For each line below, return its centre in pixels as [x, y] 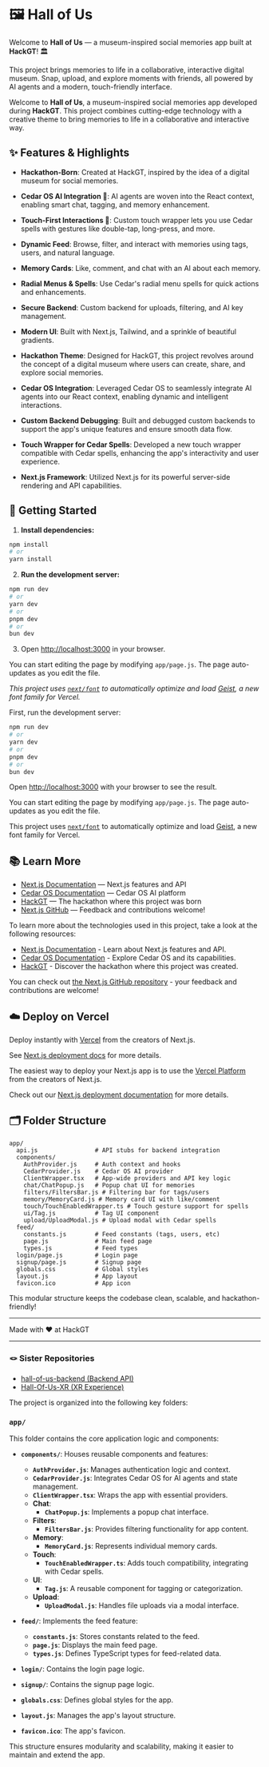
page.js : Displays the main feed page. [95, 1645]
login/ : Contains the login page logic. [83, 1669]
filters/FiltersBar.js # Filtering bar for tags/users [117, 1192]
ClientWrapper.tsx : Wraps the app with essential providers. [130, 1495]
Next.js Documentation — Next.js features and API [103, 884]
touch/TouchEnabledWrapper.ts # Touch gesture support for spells [136, 1206]
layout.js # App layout [77, 1276]
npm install [29, 544]
